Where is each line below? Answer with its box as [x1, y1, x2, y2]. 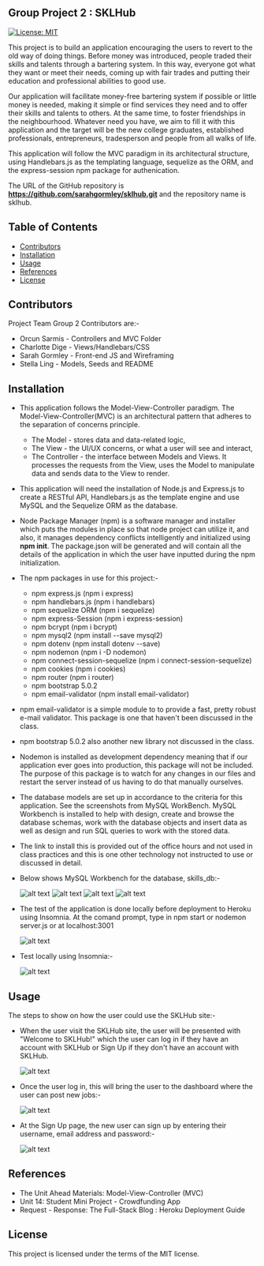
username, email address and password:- [19, 1129, 155, 1139]
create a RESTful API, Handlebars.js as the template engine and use [19, 493, 240, 502]
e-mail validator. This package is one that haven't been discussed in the [19, 713, 254, 723]
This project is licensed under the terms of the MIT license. [8, 1249, 199, 1258]
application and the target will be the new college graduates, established [8, 125, 244, 134]
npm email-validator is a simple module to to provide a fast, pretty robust [19, 704, 256, 714]
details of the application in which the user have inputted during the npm [19, 550, 256, 559]
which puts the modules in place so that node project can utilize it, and [19, 524, 250, 534]
